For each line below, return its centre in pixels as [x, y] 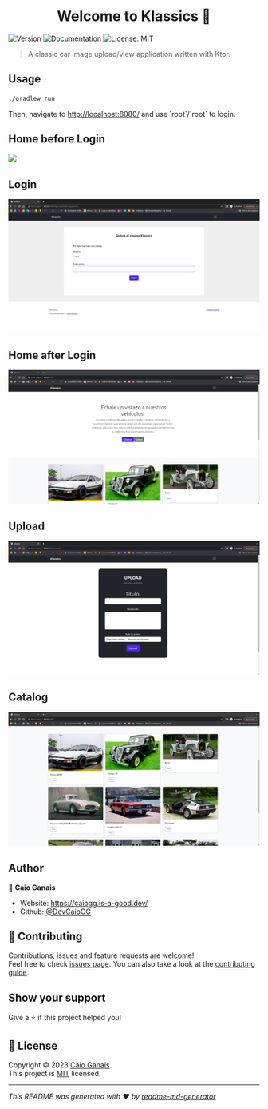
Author [26, 868]
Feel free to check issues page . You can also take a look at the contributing [132, 964]
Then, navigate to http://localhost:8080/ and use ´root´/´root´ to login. [122, 114]
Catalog [28, 698]
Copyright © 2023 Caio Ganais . [60, 1065]
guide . [19, 973]
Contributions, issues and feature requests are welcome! [101, 955]
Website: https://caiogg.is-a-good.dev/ [84, 903]
